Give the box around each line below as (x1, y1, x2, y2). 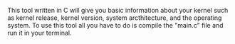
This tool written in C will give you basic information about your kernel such (7, 6, 229, 14)
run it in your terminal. (7, 28, 73, 37)
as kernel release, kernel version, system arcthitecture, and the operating (7, 13, 222, 22)
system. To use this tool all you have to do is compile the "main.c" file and (7, 21, 224, 29)
